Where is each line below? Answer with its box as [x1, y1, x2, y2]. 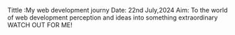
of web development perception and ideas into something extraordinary [7, 13, 219, 22]
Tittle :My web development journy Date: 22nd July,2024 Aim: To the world [7, 6, 228, 14]
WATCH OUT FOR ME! [7, 21, 73, 29]
